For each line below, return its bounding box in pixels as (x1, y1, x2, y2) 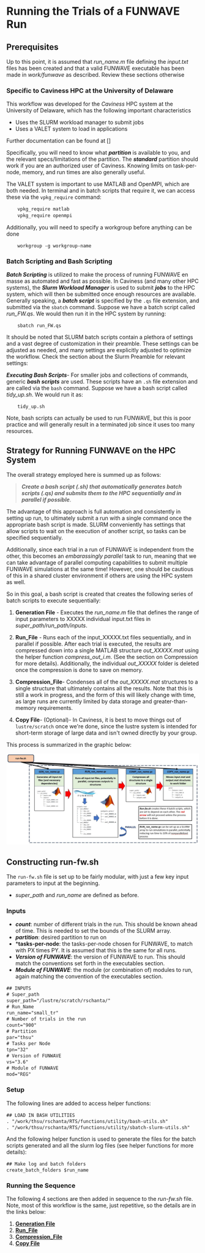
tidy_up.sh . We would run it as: (6, 391, 84, 398)
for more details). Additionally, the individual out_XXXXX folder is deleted (15, 660, 199, 667)
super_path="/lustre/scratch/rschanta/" (6, 998, 111, 1004)
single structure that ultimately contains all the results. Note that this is (15, 685, 193, 692)
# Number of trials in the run (6, 1016, 86, 1022)
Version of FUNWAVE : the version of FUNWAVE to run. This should (15, 953, 185, 961)
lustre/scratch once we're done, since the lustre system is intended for (15, 723, 197, 730)
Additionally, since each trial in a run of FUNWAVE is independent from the (6, 546, 194, 553)
